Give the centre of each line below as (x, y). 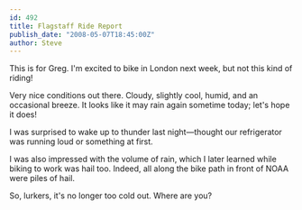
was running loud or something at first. (81, 142)
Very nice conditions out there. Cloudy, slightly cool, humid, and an (134, 96)
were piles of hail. (42, 178)
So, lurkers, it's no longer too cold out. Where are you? (111, 196)
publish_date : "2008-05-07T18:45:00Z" (82, 34)
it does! (23, 114)
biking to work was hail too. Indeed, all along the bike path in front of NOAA (149, 169)
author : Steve (36, 43)
